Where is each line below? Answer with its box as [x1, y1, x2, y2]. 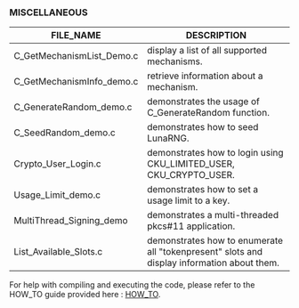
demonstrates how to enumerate [146, 234, 283, 247]
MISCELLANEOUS [9, 6, 88, 19]
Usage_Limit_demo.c [13, 189, 101, 201]
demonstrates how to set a [146, 183, 259, 196]
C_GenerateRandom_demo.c [13, 101, 133, 113]
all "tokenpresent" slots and [146, 246, 263, 258]
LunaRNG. [146, 132, 190, 144]
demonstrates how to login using [146, 147, 284, 159]
